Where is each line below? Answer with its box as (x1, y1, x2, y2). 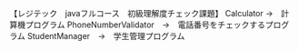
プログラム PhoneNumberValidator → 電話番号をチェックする (25, 19, 266, 30)
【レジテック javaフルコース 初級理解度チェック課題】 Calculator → (9, 8, 274, 18)
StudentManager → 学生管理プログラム (26, 31, 185, 41)
